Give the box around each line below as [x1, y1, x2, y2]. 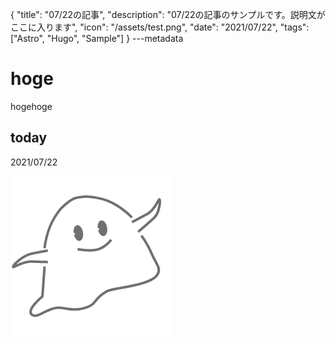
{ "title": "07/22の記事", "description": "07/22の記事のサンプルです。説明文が [10, 9, 326, 20]
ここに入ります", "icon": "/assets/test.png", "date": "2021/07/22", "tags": [10, 21, 310, 33]
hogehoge [10, 100, 53, 112]
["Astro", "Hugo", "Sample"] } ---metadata [10, 33, 184, 44]
